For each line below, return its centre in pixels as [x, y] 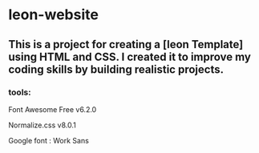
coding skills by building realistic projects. [116, 69]
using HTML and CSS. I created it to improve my [129, 56]
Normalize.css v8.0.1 [42, 125]
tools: [20, 92]
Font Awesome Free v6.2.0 [53, 109]
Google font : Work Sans [49, 140]
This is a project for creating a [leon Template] [126, 44]
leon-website [53, 15]
